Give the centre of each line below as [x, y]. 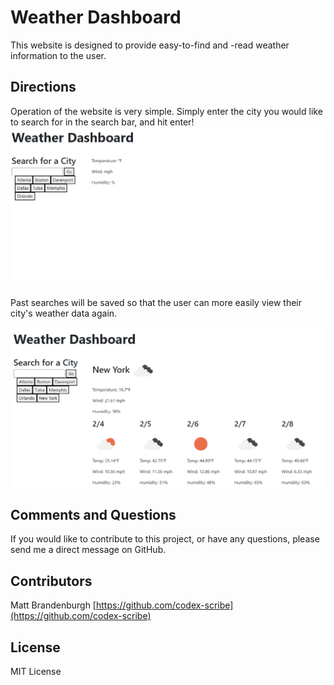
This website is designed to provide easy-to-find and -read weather [150, 45]
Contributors [51, 581]
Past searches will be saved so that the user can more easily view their [156, 303]
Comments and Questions [93, 515]
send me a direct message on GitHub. [88, 550]
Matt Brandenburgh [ [53, 605]
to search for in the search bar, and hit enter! [102, 122]
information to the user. [58, 55]
